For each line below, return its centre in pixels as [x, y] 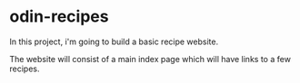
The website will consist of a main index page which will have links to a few [150, 59]
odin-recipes [59, 17]
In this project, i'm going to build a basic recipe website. [114, 41]
